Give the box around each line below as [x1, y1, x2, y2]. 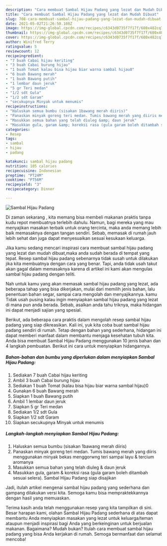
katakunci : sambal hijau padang [5, 159, 72, 164]
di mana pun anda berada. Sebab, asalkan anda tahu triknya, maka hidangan [5, 302, 162, 308]
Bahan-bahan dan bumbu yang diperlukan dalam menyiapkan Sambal [5, 354, 155, 360]
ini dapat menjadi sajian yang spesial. [5, 307, 82, 313]
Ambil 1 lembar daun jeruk [12, 398, 66, 404]
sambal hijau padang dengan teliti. [5, 271, 76, 277]
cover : [5, 35, 19, 40]
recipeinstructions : [5, 104, 49, 109]
